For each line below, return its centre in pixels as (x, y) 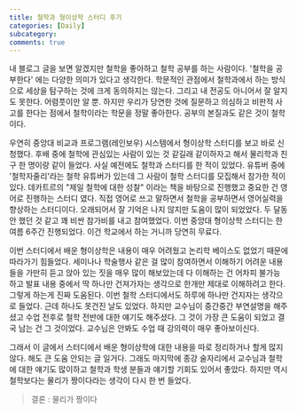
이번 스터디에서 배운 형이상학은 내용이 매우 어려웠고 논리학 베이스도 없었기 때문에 (149, 250)
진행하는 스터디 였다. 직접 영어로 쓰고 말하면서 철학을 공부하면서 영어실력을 (154, 199)
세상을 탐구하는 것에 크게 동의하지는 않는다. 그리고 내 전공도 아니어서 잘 (148, 91)
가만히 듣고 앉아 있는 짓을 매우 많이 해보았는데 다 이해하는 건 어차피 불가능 (153, 273)
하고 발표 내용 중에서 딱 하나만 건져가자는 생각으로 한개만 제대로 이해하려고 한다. (148, 284)
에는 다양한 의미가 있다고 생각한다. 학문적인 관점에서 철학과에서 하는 (152, 80)
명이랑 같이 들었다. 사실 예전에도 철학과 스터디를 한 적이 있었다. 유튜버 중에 (156, 165)
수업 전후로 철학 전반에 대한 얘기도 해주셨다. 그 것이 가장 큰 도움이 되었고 (151, 317)
